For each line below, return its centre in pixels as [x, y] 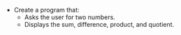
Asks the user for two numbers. [70, 17]
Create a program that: [46, 10]
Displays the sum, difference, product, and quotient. [99, 24]
